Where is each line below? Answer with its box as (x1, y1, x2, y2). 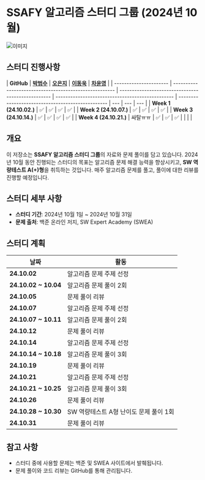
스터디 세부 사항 (6, 193, 62, 204)
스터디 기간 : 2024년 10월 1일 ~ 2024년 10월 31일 (15, 211, 133, 218)
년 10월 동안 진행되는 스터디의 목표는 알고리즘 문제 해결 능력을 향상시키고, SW (6, 158, 192, 166)
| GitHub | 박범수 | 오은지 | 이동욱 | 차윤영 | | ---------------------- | (6, 79, 173, 86)
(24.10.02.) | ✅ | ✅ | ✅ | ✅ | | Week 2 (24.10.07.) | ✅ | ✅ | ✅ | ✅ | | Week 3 (6, 105, 193, 113)
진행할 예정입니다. (6, 173, 50, 181)
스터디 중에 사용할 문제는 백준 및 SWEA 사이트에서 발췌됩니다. (15, 459, 163, 467)
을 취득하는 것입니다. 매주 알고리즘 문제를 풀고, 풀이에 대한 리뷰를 (43, 166, 199, 173)
